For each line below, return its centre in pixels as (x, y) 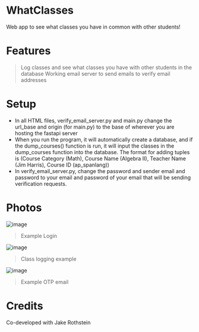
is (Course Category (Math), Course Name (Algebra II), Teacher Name (100, 158)
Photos (24, 208)
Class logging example (48, 259)
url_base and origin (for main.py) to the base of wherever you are (94, 127)
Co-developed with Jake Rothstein (48, 322)
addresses (34, 80)
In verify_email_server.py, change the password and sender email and (100, 171)
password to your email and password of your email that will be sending (103, 177)
